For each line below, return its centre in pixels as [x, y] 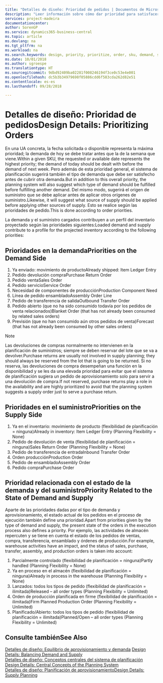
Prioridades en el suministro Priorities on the [73, 407]
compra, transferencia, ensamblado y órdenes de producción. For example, [80, 541]
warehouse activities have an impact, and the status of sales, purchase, [76, 546]
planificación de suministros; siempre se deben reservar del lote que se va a [81, 350]
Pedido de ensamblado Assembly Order [51, 463]
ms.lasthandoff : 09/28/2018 [33, 86]
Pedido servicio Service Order [41, 285]
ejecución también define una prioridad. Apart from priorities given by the [78, 520]
